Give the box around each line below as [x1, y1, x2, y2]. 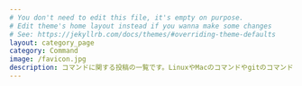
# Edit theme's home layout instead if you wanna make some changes [9, 21, 272, 30]
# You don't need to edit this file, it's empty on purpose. [9, 13, 244, 22]
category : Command [9, 47, 78, 56]
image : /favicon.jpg [9, 55, 87, 64]
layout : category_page [9, 38, 95, 47]
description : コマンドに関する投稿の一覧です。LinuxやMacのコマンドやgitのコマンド [9, 64, 294, 73]
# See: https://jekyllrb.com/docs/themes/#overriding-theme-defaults [9, 30, 277, 39]
